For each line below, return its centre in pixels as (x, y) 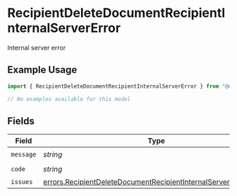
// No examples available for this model (69, 99)
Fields (21, 121)
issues (22, 182)
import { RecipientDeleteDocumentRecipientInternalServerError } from (113, 86)
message (24, 154)
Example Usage (42, 70)
